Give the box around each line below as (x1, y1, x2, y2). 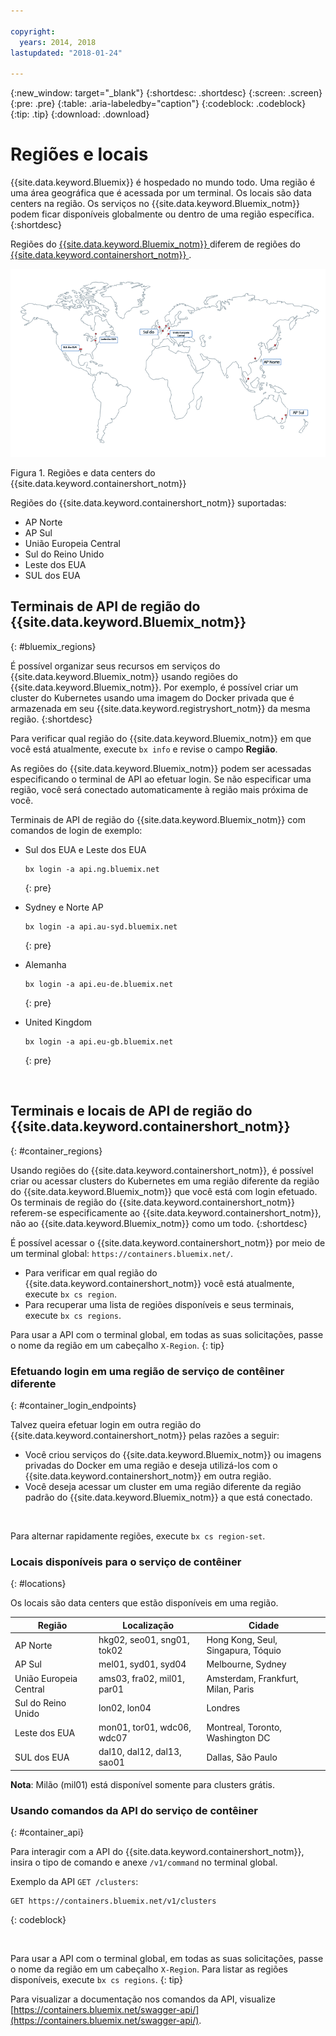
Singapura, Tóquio (206, 1645, 282, 1657)
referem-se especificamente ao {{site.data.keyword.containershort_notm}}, (10, 1206, 322, 1219)
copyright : (10, 26, 56, 37)
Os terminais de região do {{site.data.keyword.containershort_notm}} (10, 1196, 295, 1208)
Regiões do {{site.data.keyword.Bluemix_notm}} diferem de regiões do (10, 238, 301, 250)
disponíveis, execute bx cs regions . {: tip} (10, 1974, 183, 1986)
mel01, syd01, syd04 (98, 1658, 187, 1670)
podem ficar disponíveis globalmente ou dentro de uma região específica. (10, 208, 315, 220)
